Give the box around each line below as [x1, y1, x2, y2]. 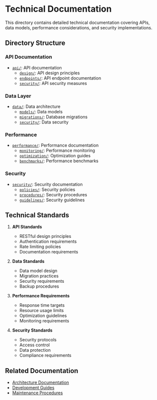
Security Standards [12, 327, 53, 333]
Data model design [19, 268, 58, 274]
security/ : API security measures [19, 80, 87, 86]
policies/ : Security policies [19, 187, 76, 192]
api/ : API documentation [12, 64, 62, 70]
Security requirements [19, 278, 64, 284]
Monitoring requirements [19, 318, 69, 324]
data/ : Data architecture [12, 104, 61, 109]
